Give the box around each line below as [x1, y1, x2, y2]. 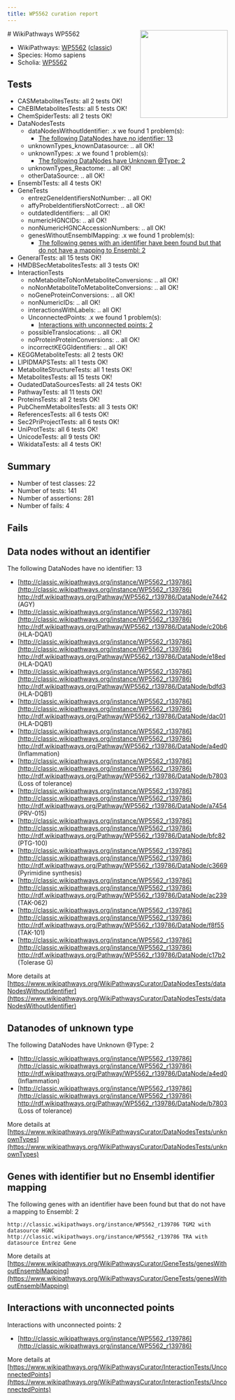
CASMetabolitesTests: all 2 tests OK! [17, 97, 122, 105]
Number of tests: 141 [17, 487, 77, 495]
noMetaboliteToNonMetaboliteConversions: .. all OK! [27, 276, 179, 284]
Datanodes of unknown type [7, 1022, 134, 1034]
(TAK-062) [17, 899, 48, 907]
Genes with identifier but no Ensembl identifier [7, 1170, 215, 1182]
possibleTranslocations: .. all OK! [27, 328, 122, 337]
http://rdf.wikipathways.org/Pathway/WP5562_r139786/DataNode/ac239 [17, 891, 227, 899]
